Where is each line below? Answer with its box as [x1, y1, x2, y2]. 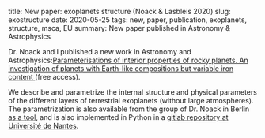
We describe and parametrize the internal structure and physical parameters [8, 88, 257, 97]
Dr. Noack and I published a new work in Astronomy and [8, 47, 191, 56]
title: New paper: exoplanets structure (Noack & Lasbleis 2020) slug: [8, 7, 231, 16]
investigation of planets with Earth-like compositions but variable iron [8, 64, 234, 73]
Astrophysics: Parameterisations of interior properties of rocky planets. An [8, 55, 249, 65]
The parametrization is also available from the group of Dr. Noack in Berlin [8, 104, 250, 114]
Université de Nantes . [8, 121, 79, 130]
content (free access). [8, 73, 81, 81]
